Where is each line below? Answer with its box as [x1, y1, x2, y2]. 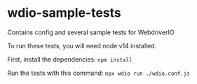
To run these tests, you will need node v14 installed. [7, 41, 157, 50]
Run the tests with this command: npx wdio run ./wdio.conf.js [7, 69, 191, 77]
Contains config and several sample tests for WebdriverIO [7, 28, 175, 36]
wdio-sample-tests [7, 5, 121, 21]
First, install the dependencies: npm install [7, 55, 133, 64]
